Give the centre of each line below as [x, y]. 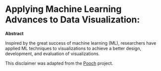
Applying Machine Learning [63, 9]
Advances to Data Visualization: [73, 20]
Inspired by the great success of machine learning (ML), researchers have [81, 43]
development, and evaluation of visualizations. [53, 54]
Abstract [14, 33]
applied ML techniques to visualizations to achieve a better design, [73, 48]
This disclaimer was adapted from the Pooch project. [59, 63]
